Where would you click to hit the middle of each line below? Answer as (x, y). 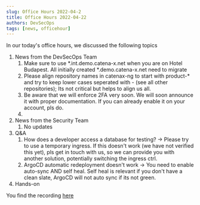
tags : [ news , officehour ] (38, 28)
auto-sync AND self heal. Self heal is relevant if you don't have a (103, 172)
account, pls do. (44, 108)
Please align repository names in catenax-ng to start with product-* (107, 76)
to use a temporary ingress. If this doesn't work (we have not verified (109, 146)
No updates (38, 127)
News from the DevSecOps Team (56, 57)
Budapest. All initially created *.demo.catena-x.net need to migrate (105, 70)
